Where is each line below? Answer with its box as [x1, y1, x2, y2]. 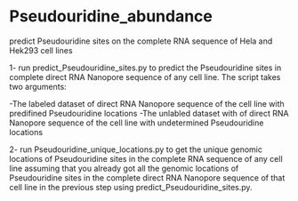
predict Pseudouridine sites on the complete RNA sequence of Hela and [9, 36, 273, 46]
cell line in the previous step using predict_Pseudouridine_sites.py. [9, 181, 253, 192]
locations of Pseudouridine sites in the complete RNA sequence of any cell [9, 153, 283, 164]
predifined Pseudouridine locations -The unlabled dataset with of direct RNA [9, 108, 289, 118]
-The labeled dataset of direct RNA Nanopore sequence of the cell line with [9, 98, 285, 109]
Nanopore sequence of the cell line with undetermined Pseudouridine [9, 117, 264, 128]
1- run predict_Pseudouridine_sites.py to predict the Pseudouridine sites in [9, 62, 282, 73]
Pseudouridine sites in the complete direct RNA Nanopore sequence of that [9, 172, 286, 183]
